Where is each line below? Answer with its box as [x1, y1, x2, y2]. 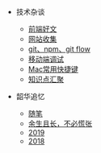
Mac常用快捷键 [27, 64, 79, 74]
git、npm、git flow [27, 44, 90, 54]
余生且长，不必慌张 [27, 119, 93, 128]
